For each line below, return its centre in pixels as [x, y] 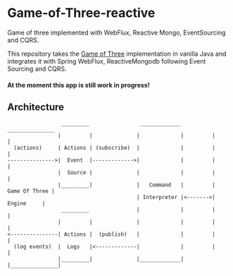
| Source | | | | [137, 173]
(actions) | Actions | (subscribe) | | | [115, 148]
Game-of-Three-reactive [81, 13]
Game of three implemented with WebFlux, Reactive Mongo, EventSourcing [116, 32]
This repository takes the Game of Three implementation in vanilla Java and [117, 54]
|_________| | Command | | [137, 185]
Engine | [26, 204]
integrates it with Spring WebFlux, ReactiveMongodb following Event [107, 61]
